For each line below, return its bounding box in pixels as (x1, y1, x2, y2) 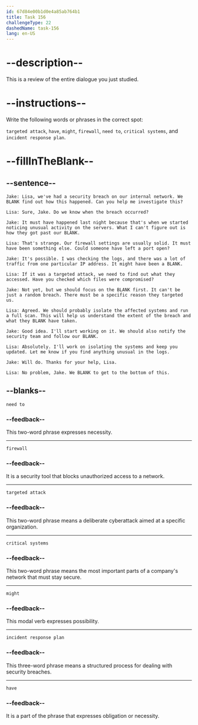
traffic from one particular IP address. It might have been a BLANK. (6, 261, 183, 267)
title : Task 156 (6, 14, 46, 20)
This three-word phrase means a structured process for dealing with (6, 662, 173, 669)
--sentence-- (6, 178, 56, 188)
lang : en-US (6, 31, 35, 37)
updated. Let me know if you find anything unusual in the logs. (6, 349, 170, 355)
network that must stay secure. (6, 573, 82, 581)
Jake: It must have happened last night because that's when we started (6, 220, 189, 225)
